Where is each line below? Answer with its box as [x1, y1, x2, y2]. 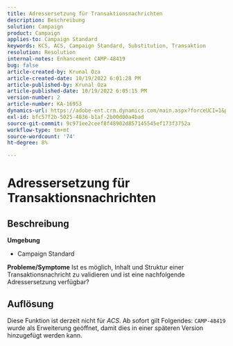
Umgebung [7, 236, 40, 245]
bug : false [7, 62, 39, 69]
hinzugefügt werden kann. [7, 331, 83, 339]
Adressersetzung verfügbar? [7, 278, 89, 286]
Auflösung [7, 298, 54, 310]
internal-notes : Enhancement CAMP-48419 [7, 56, 126, 63]
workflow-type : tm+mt [7, 126, 70, 133]
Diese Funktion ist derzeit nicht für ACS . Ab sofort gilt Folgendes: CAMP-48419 [7, 316, 226, 324]
